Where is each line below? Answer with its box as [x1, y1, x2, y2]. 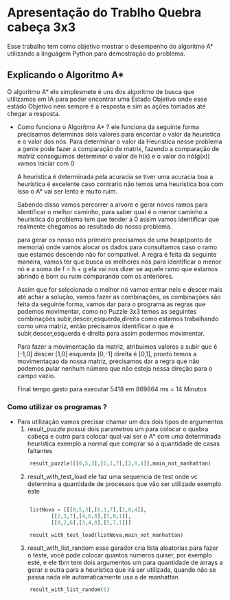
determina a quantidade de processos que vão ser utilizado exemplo [27, 479, 222, 488]
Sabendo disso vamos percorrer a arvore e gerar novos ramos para [16, 200, 208, 209]
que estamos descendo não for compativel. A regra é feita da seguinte [16, 250, 217, 258]
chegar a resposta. [7, 109, 60, 117]
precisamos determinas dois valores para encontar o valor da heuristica [16, 130, 221, 138]
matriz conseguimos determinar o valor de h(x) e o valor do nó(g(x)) [16, 152, 211, 160]
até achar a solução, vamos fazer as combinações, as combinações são [16, 292, 221, 301]
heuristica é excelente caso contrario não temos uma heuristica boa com [16, 180, 224, 188]
